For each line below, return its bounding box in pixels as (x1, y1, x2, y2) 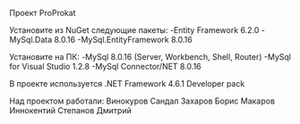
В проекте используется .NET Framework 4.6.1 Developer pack (9, 79, 245, 88)
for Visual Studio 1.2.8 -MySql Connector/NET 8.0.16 (9, 62, 201, 71)
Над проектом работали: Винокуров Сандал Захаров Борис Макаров (9, 95, 276, 106)
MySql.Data (9, 35, 53, 45)
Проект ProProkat (9, 8, 76, 18)
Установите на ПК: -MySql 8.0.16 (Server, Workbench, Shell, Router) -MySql (9, 52, 291, 62)
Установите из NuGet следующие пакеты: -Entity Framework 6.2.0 (9, 25, 260, 35)
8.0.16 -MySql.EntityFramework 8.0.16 (53, 35, 193, 45)
